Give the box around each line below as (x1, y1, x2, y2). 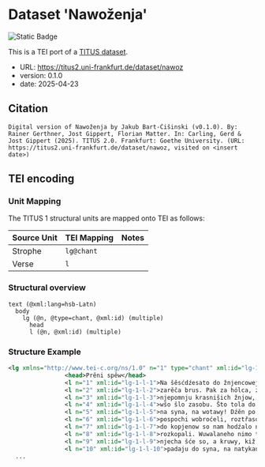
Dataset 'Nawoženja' (8, 6, 147, 24)
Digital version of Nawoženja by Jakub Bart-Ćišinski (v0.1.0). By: (8, 122, 238, 131)
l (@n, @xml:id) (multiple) (28, 328, 122, 336)
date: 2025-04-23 (19, 79, 79, 89)
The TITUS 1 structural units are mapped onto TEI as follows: (8, 213, 205, 223)
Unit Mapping (8, 196, 62, 207)
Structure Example (8, 346, 81, 357)
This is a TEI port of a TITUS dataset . (8, 47, 129, 56)
